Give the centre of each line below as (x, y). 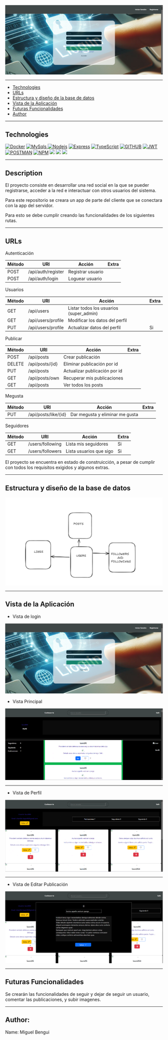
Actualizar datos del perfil (94, 327)
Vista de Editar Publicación (40, 884)
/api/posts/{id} (43, 364)
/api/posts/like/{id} (47, 415)
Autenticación (19, 253)
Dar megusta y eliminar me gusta (104, 415)
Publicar (14, 339)
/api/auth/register (46, 272)
